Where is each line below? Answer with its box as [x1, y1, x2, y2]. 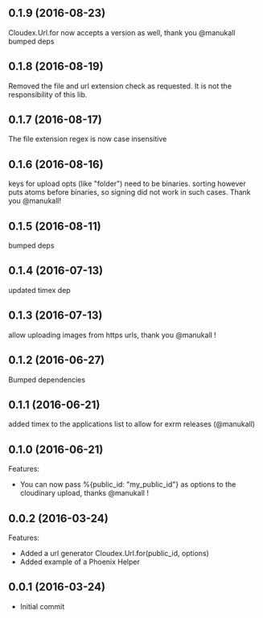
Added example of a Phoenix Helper [19, 557, 141, 566]
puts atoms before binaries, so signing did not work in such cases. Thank [8, 187, 251, 197]
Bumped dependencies [8, 374, 86, 385]
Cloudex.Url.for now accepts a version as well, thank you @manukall [8, 27, 236, 37]
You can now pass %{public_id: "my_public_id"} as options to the [19, 480, 236, 489]
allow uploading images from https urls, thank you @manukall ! [8, 330, 217, 340]
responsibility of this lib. [8, 89, 88, 99]
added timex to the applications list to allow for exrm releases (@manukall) [8, 419, 256, 429]
